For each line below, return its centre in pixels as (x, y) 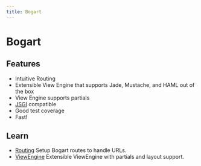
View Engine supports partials (52, 98)
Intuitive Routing (35, 78)
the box (24, 91)
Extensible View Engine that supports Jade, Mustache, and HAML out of (105, 85)
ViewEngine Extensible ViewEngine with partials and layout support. (99, 157)
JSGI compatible (36, 104)
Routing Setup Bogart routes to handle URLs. (71, 150)
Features (23, 64)
